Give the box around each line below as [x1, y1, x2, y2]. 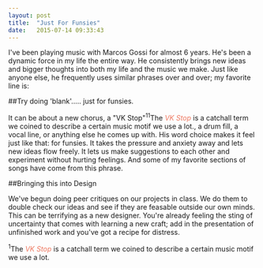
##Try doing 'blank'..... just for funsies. [8, 96, 134, 106]
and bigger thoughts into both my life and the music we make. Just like [8, 65, 239, 74]
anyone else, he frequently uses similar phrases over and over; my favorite [8, 73, 251, 83]
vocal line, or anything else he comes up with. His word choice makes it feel [8, 130, 255, 140]
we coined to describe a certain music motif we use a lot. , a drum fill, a [8, 121, 239, 131]
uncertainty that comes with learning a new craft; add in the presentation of [8, 219, 254, 229]
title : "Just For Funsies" [8, 19, 101, 27]
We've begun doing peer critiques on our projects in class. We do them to [8, 194, 248, 203]
